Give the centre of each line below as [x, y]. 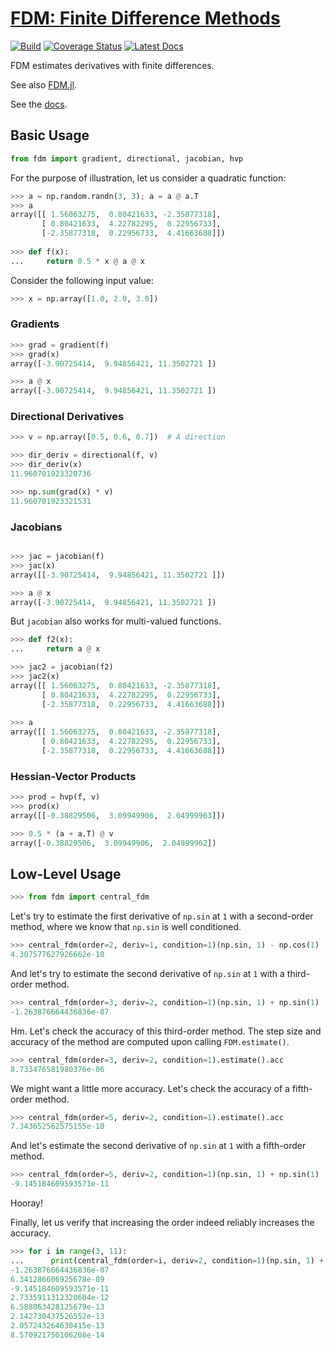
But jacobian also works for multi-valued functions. [116, 621]
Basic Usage [50, 135]
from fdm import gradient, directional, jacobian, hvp [127, 158]
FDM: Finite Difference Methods [145, 18]
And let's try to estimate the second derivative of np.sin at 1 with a [147, 973]
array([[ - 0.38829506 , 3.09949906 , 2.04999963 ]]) [118, 815]
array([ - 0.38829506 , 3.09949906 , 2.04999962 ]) [113, 843]
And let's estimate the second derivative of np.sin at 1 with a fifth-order [158, 1146]
